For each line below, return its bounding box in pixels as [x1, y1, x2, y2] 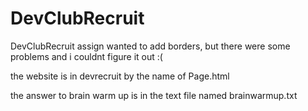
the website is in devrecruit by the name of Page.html [10, 70, 230, 82]
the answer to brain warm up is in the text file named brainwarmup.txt [10, 89, 298, 101]
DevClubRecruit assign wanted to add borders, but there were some [10, 40, 291, 52]
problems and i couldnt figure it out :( [10, 50, 163, 62]
